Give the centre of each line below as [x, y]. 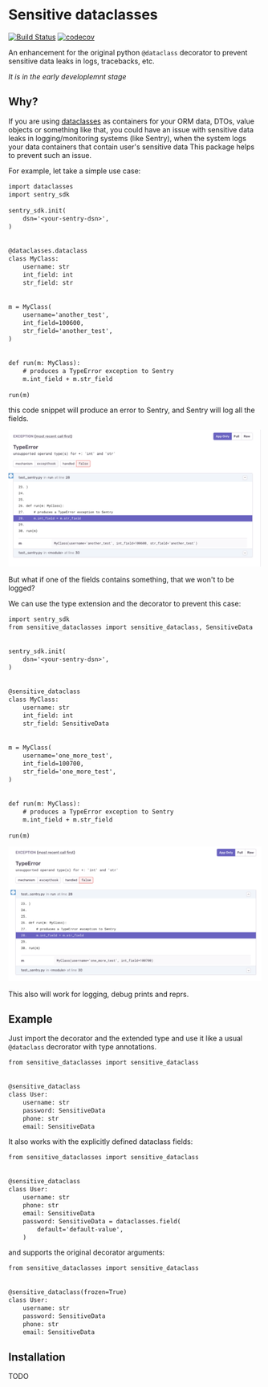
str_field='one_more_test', [69, 772]
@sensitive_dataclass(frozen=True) [68, 1292]
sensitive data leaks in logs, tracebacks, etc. [81, 61]
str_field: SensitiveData [66, 724]
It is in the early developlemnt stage [67, 76]
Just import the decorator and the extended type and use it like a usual [126, 1038]
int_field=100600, [53, 322]
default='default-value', [81, 1230]
